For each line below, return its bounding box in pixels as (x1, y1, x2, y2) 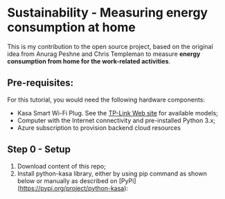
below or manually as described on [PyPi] (17, 176, 136, 184)
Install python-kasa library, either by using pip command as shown (17, 169, 208, 178)
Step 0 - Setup (7, 144, 71, 155)
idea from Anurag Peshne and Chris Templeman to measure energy (7, 50, 201, 58)
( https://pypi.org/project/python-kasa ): (17, 184, 129, 192)
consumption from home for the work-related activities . (7, 57, 171, 65)
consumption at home (7, 19, 136, 35)
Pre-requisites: (7, 77, 74, 89)
